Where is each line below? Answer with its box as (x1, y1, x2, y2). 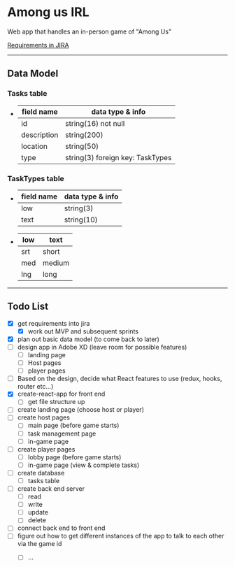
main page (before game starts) (27, 421, 120, 430)
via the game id (17, 540, 62, 548)
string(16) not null (65, 118, 125, 128)
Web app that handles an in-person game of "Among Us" (7, 27, 172, 36)
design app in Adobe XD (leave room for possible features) (17, 343, 187, 351)
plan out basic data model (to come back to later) (17, 335, 159, 343)
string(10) (64, 215, 98, 224)
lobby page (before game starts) (27, 452, 122, 461)
